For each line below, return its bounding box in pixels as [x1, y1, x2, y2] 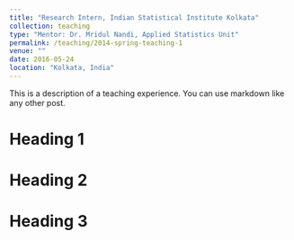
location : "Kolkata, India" [9, 64, 115, 73]
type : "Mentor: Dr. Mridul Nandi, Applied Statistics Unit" [9, 30, 240, 39]
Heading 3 [9, 211, 88, 232]
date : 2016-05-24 [9, 55, 75, 64]
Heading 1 [9, 129, 85, 149]
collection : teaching [9, 22, 91, 31]
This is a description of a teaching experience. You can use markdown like [9, 87, 285, 99]
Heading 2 [9, 170, 88, 191]
